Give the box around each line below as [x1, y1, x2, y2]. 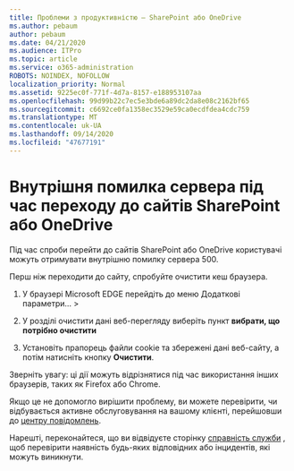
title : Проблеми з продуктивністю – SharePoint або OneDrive [9, 13, 242, 22]
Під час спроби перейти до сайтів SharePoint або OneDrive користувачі [9, 244, 282, 255]
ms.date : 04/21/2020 [9, 38, 87, 47]
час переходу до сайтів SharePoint [9, 195, 281, 216]
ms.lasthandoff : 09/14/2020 [9, 130, 114, 139]
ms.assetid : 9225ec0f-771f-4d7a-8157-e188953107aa [9, 88, 202, 97]
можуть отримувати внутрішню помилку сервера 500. [9, 253, 219, 264]
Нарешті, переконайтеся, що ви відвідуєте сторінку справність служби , [9, 432, 286, 443]
